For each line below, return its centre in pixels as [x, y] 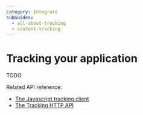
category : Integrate [32, 12]
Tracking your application [72, 59]
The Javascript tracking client [52, 99]
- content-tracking [36, 29]
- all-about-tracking [39, 23]
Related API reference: [34, 87]
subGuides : [20, 18]
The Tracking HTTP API [44, 105]
